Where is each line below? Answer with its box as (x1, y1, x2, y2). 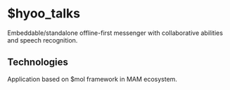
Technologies (7, 57, 69, 68)
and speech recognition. (7, 36, 78, 44)
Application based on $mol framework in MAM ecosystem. (7, 75, 178, 83)
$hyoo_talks (7, 6, 81, 22)
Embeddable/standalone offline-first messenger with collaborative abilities (7, 29, 224, 37)
